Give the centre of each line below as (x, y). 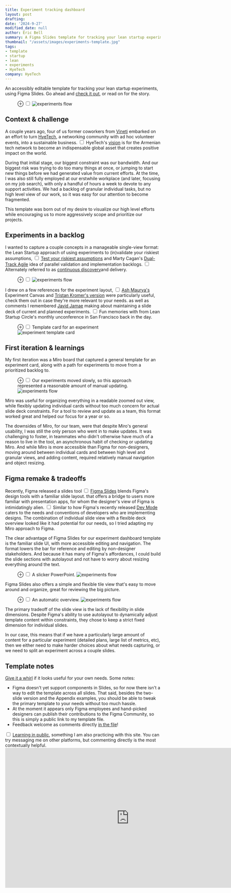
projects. (14, 220)
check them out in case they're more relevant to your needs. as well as (77, 300)
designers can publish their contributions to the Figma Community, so (83, 714)
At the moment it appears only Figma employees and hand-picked (79, 709)
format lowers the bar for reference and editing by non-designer (70, 549)
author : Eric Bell (24, 33)
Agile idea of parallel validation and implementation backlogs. (80, 264)
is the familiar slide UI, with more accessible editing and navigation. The (78, 544)
